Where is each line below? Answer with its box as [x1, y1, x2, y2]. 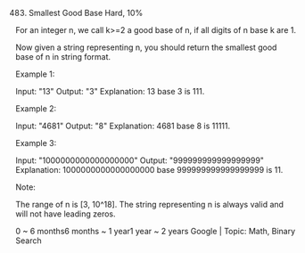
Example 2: [15, 103, 57, 114]
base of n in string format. [15, 52, 111, 61]
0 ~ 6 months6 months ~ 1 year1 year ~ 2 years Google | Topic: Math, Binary [15, 226, 296, 236]
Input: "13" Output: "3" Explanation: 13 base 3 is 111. [15, 86, 205, 96]
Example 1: [15, 69, 55, 79]
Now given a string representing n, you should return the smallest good [15, 42, 277, 53]
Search [15, 235, 42, 246]
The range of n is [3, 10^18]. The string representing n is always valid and [15, 200, 284, 209]
